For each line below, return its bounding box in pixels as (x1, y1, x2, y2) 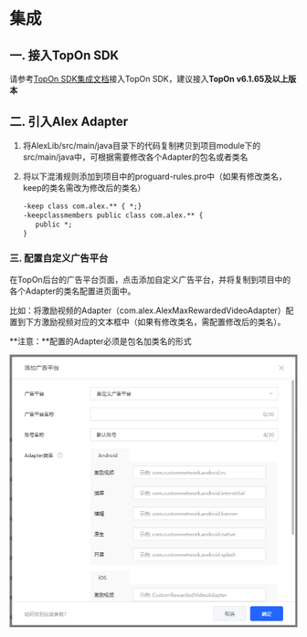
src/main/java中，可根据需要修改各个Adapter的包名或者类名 (22, 151, 249, 162)
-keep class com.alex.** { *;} (22, 202, 143, 211)
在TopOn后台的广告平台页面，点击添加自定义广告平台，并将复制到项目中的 (9, 275, 291, 286)
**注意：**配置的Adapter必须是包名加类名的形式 (9, 336, 192, 347)
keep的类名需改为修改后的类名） (22, 182, 146, 193)
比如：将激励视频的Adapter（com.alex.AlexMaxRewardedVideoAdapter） (9, 305, 286, 316)
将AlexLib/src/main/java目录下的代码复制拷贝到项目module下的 (22, 140, 261, 151)
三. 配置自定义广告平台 (9, 252, 109, 265)
